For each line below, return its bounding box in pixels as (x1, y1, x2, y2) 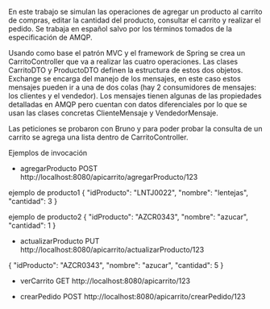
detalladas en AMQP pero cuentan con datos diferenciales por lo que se (8, 100, 247, 109)
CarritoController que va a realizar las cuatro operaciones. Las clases (8, 56, 239, 66)
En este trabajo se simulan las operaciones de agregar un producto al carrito (8, 7, 263, 16)
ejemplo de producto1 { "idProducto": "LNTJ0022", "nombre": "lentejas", (8, 188, 248, 197)
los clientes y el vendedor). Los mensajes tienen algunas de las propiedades (8, 91, 262, 100)
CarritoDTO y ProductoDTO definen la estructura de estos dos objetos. (8, 65, 243, 75)
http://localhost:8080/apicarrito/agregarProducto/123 (19, 173, 198, 182)
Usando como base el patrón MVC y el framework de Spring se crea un (8, 48, 246, 57)
